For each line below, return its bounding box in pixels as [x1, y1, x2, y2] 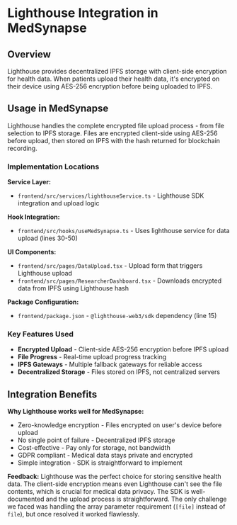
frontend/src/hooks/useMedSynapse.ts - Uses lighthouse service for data [17, 227, 230, 235]
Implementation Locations [7, 162, 100, 171]
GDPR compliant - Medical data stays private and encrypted [17, 451, 193, 460]
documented [7, 495, 45, 504]
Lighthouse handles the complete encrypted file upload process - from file [7, 121, 225, 130]
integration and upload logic [17, 199, 100, 208]
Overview [7, 48, 52, 60]
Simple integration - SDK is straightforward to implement [17, 458, 183, 467]
